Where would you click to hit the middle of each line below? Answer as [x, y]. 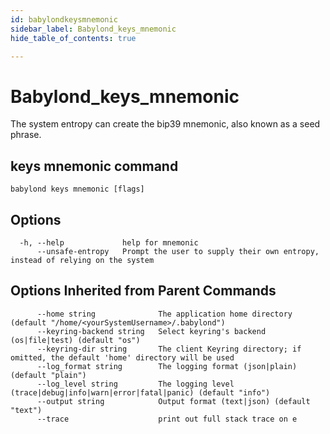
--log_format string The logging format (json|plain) [167, 366]
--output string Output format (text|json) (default [173, 401]
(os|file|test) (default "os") [75, 340]
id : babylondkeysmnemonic [64, 19]
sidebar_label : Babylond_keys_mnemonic [93, 29]
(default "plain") [48, 375]
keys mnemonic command [94, 166]
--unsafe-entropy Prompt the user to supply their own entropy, [178, 251]
